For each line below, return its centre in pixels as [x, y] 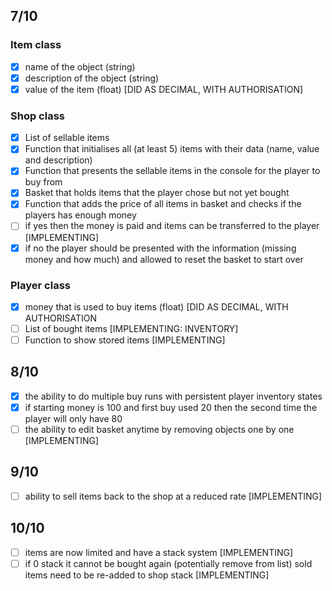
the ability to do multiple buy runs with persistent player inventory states [173, 396]
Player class [40, 285]
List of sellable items [67, 138]
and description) [58, 160]
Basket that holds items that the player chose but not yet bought [157, 193]
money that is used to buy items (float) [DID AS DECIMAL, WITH [156, 306]
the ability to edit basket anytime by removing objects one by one [159, 430]
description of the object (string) [92, 78]
